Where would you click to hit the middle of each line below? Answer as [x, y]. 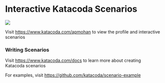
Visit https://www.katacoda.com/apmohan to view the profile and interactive [83, 32]
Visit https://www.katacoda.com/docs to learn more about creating [73, 60]
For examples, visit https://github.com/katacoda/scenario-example [73, 75]
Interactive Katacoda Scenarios [71, 9]
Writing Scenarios [27, 50]
